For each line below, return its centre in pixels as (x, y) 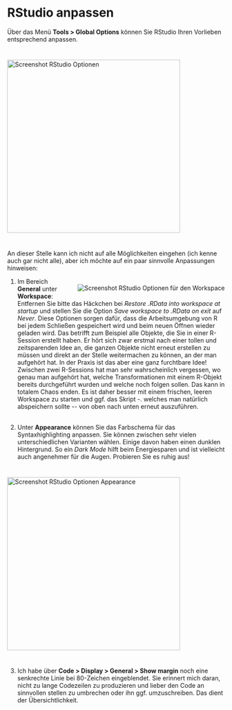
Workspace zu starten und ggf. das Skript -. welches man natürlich (113, 399)
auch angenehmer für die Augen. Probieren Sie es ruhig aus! (103, 456)
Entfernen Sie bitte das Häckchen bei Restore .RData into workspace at (119, 303)
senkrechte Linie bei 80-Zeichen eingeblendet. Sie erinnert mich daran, (119, 678)
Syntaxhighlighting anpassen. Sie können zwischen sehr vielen (107, 435)
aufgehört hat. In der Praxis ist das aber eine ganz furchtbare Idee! (112, 362)
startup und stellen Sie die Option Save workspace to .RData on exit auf (119, 311)
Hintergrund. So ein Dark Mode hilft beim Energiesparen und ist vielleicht (121, 449)
